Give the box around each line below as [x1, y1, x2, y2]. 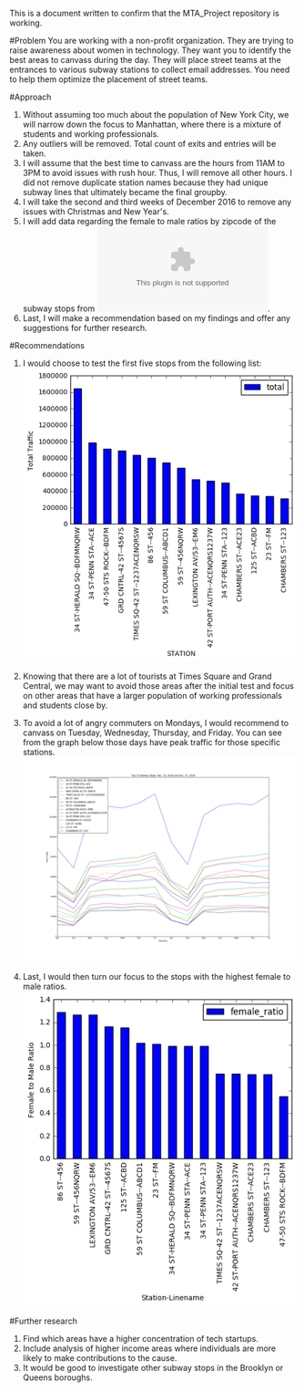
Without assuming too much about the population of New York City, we [22, 109, 289, 119]
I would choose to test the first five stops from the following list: [22, 358, 262, 369]
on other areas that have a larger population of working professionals [22, 690, 282, 701]
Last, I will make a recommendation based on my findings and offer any [22, 313, 291, 323]
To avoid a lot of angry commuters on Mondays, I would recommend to [22, 717, 289, 728]
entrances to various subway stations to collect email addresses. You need [9, 64, 290, 75]
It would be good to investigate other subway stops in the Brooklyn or [22, 1362, 284, 1373]
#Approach [9, 91, 52, 102]
